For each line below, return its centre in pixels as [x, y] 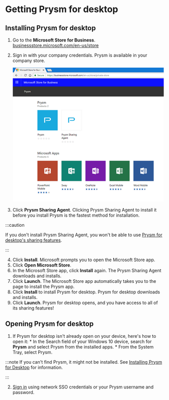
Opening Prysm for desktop [50, 324]
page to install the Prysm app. [43, 286]
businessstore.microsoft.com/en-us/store [56, 45]
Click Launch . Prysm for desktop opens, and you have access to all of [85, 303]
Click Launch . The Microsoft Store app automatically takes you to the [84, 281]
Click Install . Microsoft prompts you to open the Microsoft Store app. [84, 260]
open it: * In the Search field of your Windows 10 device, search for [82, 341]
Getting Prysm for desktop [62, 9]
